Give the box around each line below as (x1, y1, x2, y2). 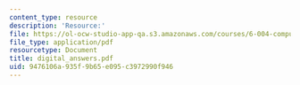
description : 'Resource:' (9, 21, 105, 30)
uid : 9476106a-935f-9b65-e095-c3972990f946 (9, 63, 174, 72)
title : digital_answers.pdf (9, 54, 114, 63)
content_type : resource (9, 12, 98, 22)
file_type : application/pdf (9, 37, 114, 47)
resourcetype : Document (9, 46, 98, 55)
